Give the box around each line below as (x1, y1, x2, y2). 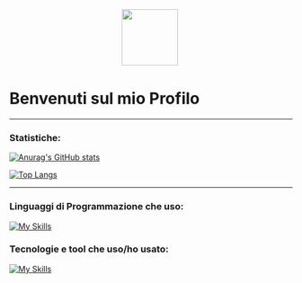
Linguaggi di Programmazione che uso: (9, 200, 184, 213)
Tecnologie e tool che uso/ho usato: (9, 243, 169, 255)
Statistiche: (9, 131, 61, 144)
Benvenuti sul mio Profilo (9, 89, 200, 109)
